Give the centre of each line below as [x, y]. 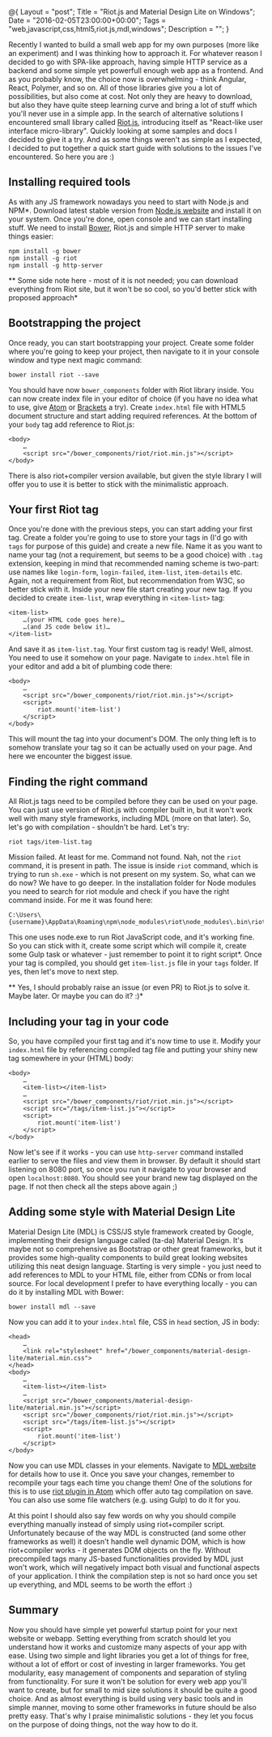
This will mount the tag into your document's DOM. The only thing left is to [132, 739]
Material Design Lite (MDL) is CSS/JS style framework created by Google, [131, 1232]
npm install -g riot [43, 258]
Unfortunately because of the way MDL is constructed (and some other [127, 1533]
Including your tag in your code [89, 1021]
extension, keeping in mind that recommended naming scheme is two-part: [134, 564]
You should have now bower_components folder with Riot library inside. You [131, 389]
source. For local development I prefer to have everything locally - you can [133, 1283]
